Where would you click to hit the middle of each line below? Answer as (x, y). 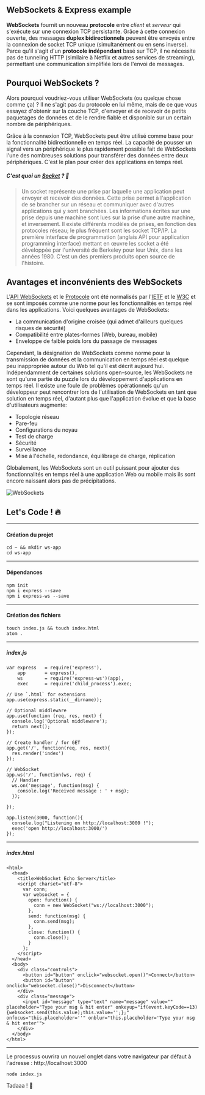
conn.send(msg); (54, 921)
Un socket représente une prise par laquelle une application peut (103, 191)
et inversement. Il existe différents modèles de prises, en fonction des (109, 224)
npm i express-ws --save (38, 596)
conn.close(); (51, 937)
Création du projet (30, 535)
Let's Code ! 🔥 (34, 512)
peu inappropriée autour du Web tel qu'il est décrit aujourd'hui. (85, 366)
